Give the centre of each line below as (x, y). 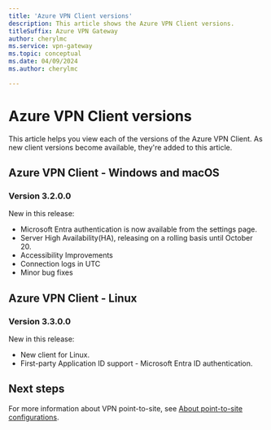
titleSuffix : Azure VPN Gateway (63, 31)
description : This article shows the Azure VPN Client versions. (121, 24)
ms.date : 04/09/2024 (44, 62)
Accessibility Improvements (67, 255)
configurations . (34, 417)
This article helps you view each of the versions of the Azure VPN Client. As (135, 138)
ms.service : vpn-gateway (50, 46)
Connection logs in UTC (60, 264)
